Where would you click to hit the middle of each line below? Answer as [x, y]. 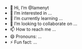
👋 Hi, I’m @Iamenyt [29, 8]
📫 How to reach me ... [33, 29]
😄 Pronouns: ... [26, 36]
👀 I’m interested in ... [31, 13]
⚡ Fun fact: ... [23, 42]
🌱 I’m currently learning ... [36, 18]
